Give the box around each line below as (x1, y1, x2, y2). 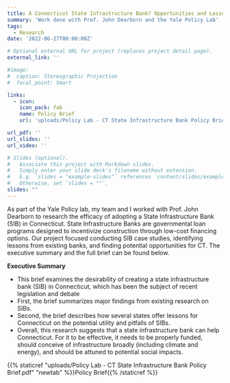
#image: (7, 66, 29, 73)
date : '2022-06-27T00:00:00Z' (7, 36, 94, 42)
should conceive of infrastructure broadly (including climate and (16, 340, 199, 349)
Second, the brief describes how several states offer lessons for (16, 311, 199, 319)
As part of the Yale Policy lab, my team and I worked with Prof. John (7, 204, 199, 213)
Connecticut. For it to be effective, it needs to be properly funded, (16, 333, 203, 341)
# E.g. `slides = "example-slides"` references (7, 174, 152, 181)
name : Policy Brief (19, 111, 75, 118)
